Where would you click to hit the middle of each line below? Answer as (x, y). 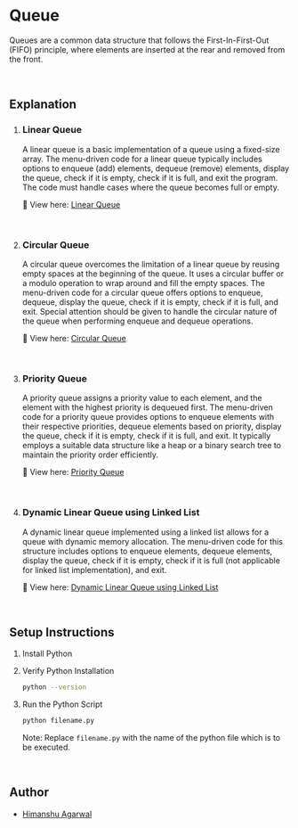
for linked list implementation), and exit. (94, 570)
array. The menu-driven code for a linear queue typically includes (142, 159)
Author (29, 793)
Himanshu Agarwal (57, 814)
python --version (54, 687)
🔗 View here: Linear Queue (71, 204)
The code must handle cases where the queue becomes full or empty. (151, 187)
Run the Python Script (62, 704)
